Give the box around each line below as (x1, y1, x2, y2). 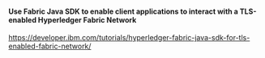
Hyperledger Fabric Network (37, 14, 137, 24)
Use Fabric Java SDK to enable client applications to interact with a (8, 6, 239, 16)
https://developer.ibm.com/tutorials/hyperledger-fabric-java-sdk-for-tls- (8, 33, 250, 43)
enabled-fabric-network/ (8, 41, 92, 52)
